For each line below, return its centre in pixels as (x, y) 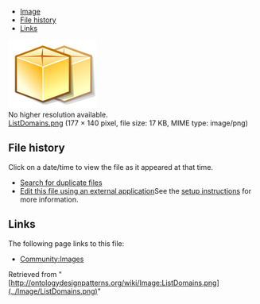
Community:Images (52, 259)
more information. (49, 199)
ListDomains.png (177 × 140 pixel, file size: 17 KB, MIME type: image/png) (128, 123)
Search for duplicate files (61, 183)
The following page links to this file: (66, 243)
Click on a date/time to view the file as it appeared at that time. (111, 167)
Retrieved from (33, 274)
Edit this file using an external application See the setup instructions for (136, 190)
